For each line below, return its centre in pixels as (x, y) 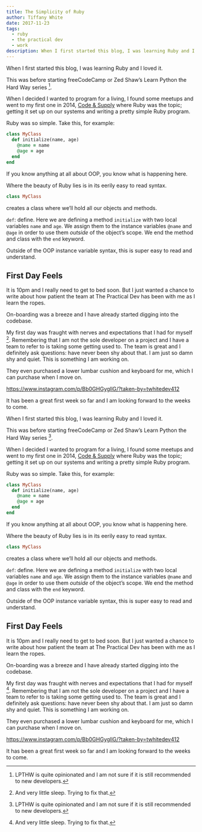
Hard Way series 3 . (29, 437)
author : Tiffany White (35, 17)
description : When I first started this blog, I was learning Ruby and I (101, 51)
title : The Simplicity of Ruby (45, 12)
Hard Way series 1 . (29, 87)
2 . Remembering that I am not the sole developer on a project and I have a (98, 339)
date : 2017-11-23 (28, 23)
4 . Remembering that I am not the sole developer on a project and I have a (98, 690)
